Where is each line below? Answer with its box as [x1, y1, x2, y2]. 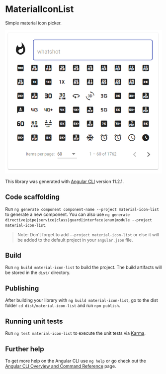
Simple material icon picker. [5, 20, 62, 26]
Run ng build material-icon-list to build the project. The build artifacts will [5, 265, 162, 271]
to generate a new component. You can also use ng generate [5, 211, 130, 217]
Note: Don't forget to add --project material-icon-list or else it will [17, 231, 159, 237]
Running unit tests [5, 317, 63, 325]
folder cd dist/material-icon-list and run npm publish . [5, 302, 120, 309]
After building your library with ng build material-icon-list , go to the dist [5, 297, 158, 303]
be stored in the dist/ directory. [5, 270, 71, 276]
